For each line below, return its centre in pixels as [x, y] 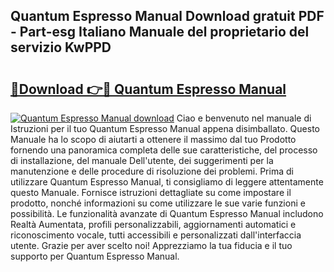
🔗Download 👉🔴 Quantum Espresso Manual [148, 89]
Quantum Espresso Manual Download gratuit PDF [167, 16]
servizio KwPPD [61, 47]
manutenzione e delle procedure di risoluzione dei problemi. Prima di [152, 171]
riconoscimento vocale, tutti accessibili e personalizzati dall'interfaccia [156, 235]
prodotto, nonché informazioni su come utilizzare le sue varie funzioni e [158, 203]
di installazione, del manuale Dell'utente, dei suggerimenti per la [142, 160]
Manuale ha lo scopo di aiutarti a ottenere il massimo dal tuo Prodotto [153, 139]
